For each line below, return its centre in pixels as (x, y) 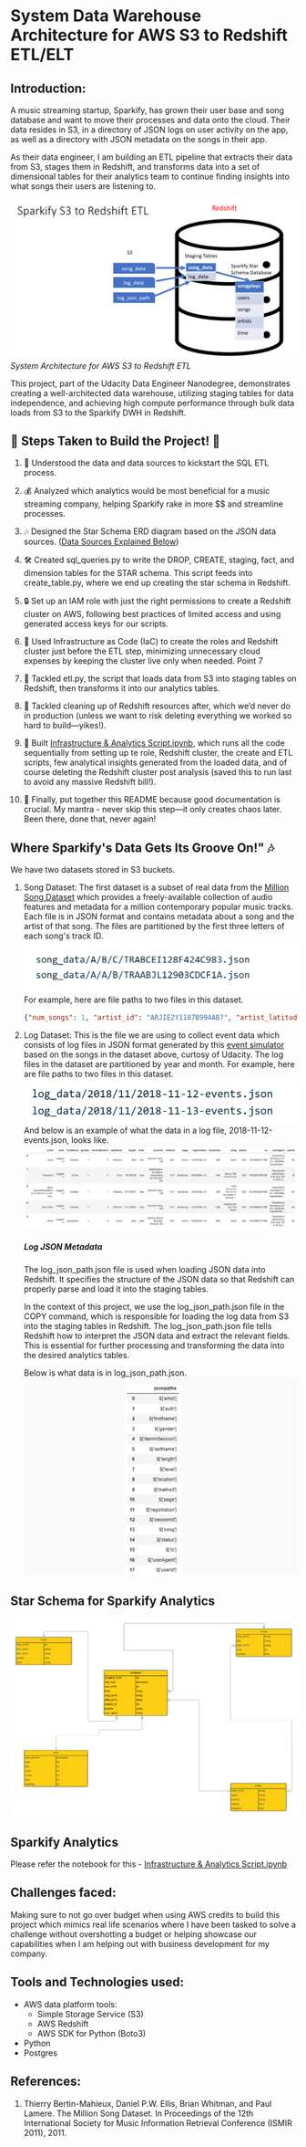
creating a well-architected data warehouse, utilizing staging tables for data (152, 393)
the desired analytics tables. (76, 1355)
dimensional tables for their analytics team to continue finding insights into (150, 176)
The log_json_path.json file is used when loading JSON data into (144, 1269)
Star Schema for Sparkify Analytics (113, 1601)
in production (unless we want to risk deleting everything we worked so (158, 716)
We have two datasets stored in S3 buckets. (93, 870)
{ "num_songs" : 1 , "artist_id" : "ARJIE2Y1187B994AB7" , (128, 1018)
